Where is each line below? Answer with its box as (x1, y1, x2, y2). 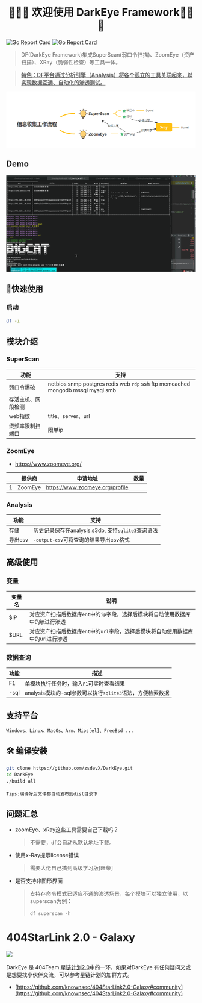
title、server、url (47, 413, 90, 420)
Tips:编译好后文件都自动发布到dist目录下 (6, 790, 98, 797)
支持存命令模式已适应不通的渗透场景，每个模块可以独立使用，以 (29, 890, 188, 898)
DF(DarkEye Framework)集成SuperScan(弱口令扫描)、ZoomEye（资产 (20, 51, 195, 58)
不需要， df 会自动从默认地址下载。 (29, 839, 115, 846)
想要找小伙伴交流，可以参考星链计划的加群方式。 (11, 971, 133, 979)
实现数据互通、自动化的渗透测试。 (20, 79, 106, 86)
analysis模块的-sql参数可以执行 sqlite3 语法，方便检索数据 (25, 689, 170, 696)
